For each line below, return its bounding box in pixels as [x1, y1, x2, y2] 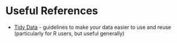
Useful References [5, 4, 98, 18]
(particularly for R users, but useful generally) [14, 29, 125, 37]
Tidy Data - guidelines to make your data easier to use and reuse [14, 24, 172, 31]
